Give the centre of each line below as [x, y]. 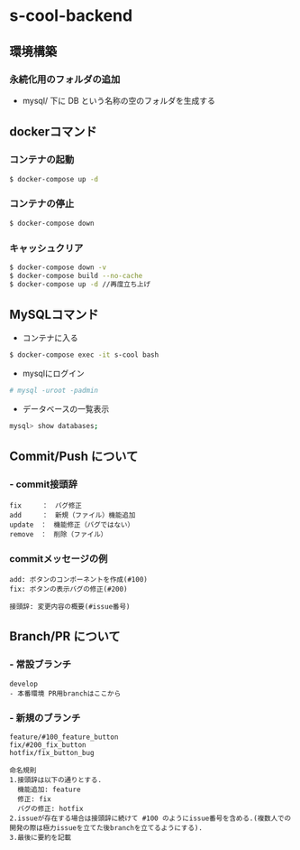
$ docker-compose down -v [58, 267]
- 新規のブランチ [45, 717]
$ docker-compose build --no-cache [76, 276]
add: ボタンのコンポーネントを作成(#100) [79, 579]
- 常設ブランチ [41, 665]
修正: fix [34, 799]
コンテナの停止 [42, 204]
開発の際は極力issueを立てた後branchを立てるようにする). [106, 827]
